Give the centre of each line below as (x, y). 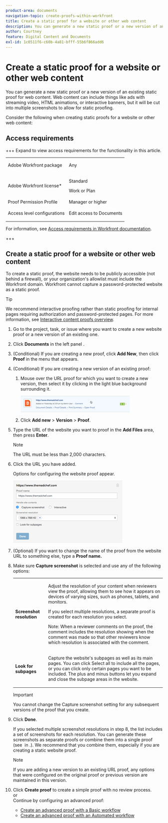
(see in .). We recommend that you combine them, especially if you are (86, 745)
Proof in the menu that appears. (46, 359)
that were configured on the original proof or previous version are (80, 775)
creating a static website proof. (45, 750)
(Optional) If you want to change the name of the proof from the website (87, 551)
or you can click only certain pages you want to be (100, 669)
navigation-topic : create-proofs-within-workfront (59, 16)
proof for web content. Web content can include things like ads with (75, 97)
